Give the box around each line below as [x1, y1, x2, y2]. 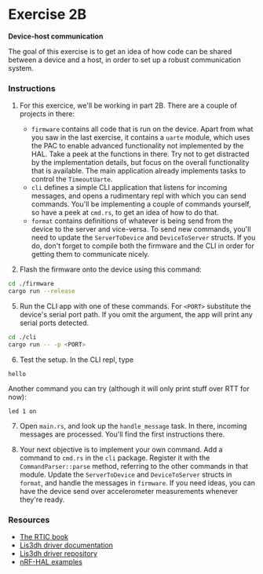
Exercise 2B [8, 5, 87, 24]
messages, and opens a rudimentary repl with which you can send [31, 191, 247, 201]
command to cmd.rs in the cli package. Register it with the [19, 453, 210, 462]
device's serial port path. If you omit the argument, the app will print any [19, 309, 253, 319]
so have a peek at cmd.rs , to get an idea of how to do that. [31, 208, 220, 218]
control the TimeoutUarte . [31, 174, 113, 184]
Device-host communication [8, 31, 104, 41]
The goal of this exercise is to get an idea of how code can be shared [8, 46, 232, 56]
